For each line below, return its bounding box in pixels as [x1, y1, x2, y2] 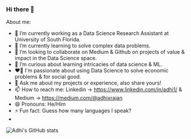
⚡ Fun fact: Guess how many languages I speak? [14, 107, 131, 114]
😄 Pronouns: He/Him [14, 100, 66, 107]
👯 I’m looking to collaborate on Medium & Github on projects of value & [14, 48, 185, 55]
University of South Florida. [14, 36, 81, 43]
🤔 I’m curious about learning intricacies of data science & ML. [14, 61, 162, 68]
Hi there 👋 [6, 5, 35, 13]
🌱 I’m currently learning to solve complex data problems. [14, 42, 151, 49]
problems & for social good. [14, 73, 82, 81]
